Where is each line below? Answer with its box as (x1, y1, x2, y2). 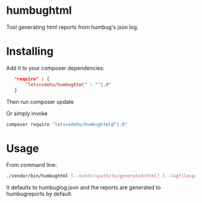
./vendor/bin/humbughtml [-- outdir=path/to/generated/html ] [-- (6, 173, 171, 179)
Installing (6, 44, 54, 58)
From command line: (6, 162, 57, 169)
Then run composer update (6, 98, 74, 105)
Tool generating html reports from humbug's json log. (6, 23, 139, 31)
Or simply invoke (6, 109, 48, 117)
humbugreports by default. (6, 190, 73, 198)
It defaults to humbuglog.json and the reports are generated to (6, 184, 161, 191)
